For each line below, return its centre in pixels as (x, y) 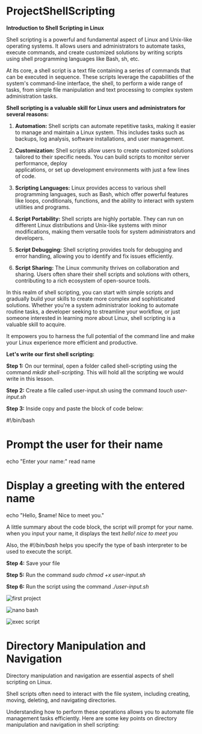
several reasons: (28, 114)
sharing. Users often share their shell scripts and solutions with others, (103, 274)
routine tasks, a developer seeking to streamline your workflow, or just (93, 311)
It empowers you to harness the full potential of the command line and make (100, 336)
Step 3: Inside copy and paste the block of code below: (75, 408)
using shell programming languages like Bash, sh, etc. (73, 59)
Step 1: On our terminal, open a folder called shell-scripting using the (92, 366)
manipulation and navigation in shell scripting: (63, 724)
